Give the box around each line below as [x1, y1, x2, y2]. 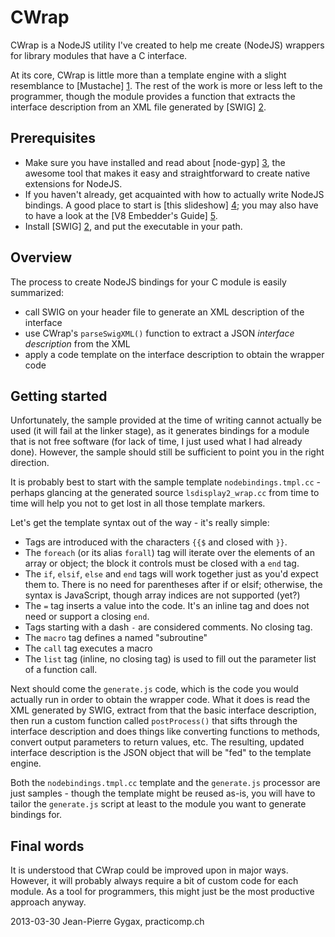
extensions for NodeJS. [24, 177, 123, 190]
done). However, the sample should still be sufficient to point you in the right [10, 446, 325, 458]
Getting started [10, 387, 108, 405]
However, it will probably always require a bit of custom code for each [10, 875, 299, 887]
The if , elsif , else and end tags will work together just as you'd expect [24, 568, 319, 580]
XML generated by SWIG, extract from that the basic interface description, [10, 704, 317, 716]
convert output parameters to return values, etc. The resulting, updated [10, 736, 305, 748]
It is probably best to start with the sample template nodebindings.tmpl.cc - [10, 476, 321, 488]
